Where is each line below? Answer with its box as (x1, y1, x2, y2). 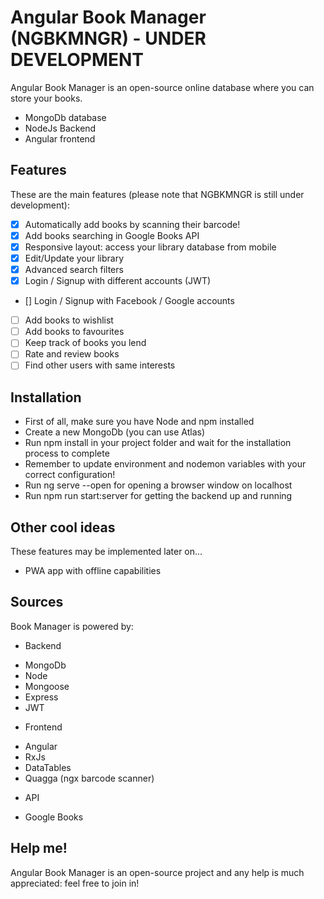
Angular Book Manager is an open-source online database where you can (10, 81, 315, 93)
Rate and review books (24, 348, 120, 360)
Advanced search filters (24, 264, 124, 275)
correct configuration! (24, 469, 116, 481)
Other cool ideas (10, 519, 116, 536)
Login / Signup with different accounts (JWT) (24, 275, 212, 287)
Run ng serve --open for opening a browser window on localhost (24, 479, 293, 491)
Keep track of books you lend (24, 337, 147, 349)
